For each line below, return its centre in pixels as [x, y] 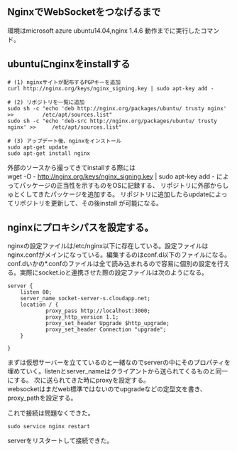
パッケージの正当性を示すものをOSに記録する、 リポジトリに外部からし [124, 185]
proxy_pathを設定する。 [42, 398]
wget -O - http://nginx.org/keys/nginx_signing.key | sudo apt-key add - [111, 176]
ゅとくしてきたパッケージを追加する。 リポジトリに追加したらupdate [108, 194]
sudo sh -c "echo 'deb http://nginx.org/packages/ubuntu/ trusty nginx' [117, 108]
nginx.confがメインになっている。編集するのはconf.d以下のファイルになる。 [119, 255]
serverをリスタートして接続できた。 [60, 441]
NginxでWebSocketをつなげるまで [84, 12]
